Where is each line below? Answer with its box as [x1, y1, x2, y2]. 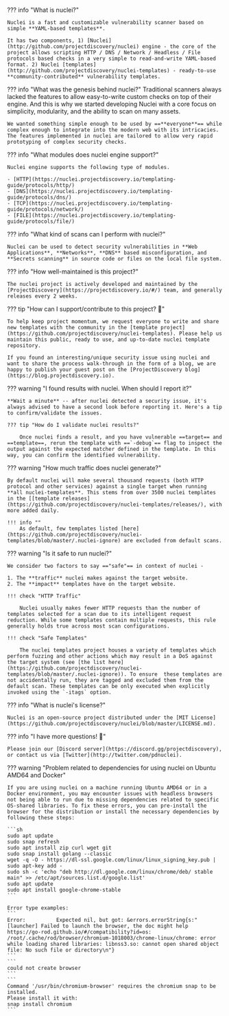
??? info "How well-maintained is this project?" [7, 267, 138, 276]
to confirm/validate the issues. [7, 410, 103, 417]
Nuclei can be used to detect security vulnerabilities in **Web [7, 243, 197, 250]
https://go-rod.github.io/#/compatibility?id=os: [7, 929, 152, 936]
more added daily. [7, 507, 60, 514]
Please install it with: [7, 995, 78, 1002]
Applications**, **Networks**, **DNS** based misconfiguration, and [7, 250, 207, 256]
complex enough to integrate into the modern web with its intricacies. [7, 126, 219, 133]
